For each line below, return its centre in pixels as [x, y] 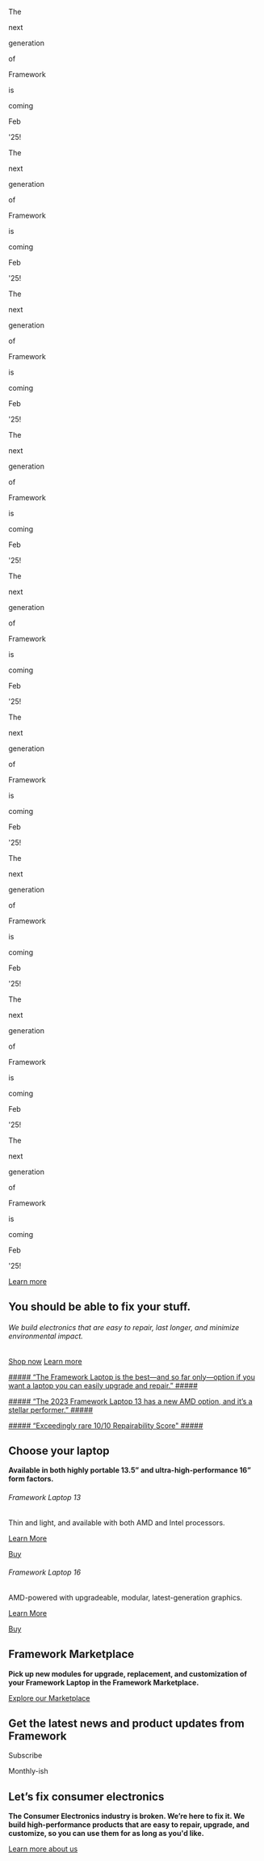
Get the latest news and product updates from [126, 1724]
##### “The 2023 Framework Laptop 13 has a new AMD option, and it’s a [130, 1401]
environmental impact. [46, 1336]
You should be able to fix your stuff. [100, 1307]
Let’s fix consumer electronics [86, 1797]
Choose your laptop [59, 1450]
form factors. [31, 1479]
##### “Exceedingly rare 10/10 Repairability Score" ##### [106, 1425]
